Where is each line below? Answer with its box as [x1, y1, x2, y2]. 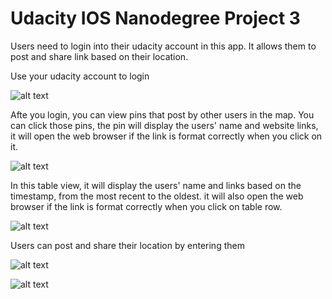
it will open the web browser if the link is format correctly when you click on [10, 130, 323, 142]
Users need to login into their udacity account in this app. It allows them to [10, 40, 317, 52]
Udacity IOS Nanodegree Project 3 [10, 7, 301, 30]
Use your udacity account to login [10, 70, 150, 82]
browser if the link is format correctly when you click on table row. [10, 200, 283, 212]
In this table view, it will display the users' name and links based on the [10, 179, 302, 191]
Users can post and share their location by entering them [10, 239, 245, 251]
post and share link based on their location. [10, 50, 189, 62]
